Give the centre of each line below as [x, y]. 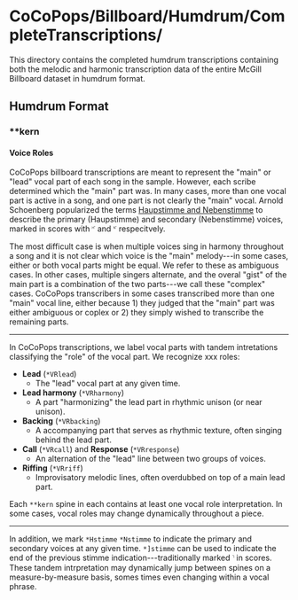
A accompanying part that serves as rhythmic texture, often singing [158, 431]
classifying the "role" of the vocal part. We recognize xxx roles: [125, 357]
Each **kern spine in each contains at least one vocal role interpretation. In [146, 504]
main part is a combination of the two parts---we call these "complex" [137, 284]
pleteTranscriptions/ [86, 35]
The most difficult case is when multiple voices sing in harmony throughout [146, 246]
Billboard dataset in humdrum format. [77, 78]
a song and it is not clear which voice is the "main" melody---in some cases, [149, 256]
